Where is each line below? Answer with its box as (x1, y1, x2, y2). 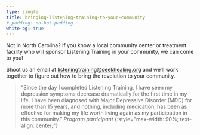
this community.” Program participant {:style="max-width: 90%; (20, 116, 179, 123)
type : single (6, 8, 39, 15)
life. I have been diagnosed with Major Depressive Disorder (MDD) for (20, 97, 192, 104)
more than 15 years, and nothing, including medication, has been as (20, 103, 187, 111)
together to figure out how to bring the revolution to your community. (6, 72, 176, 79)
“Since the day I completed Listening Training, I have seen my (20, 84, 173, 91)
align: (20, 122, 35, 129)
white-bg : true (6, 25, 44, 32)
